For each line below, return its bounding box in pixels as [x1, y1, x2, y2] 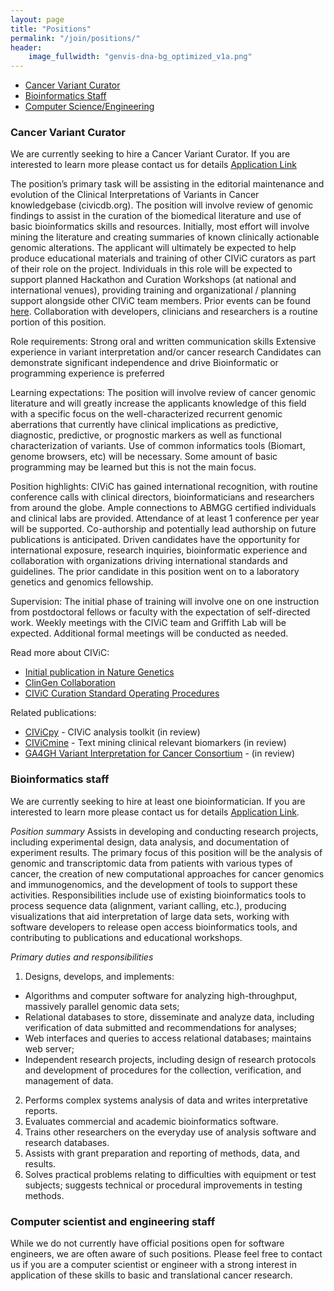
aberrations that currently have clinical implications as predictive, [10, 419, 279, 431]
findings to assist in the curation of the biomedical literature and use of [10, 210, 302, 222]
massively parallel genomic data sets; [24, 1000, 180, 1012]
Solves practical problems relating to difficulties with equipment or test [24, 1168, 317, 1180]
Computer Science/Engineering [24, 101, 155, 113]
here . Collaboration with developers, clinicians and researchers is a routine [10, 306, 318, 318]
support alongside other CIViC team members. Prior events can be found [10, 295, 312, 307]
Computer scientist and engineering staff [10, 1214, 216, 1228]
